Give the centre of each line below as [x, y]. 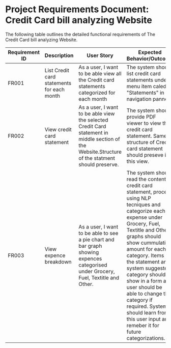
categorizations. [146, 338]
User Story [100, 55]
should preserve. [99, 164]
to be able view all [100, 73]
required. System [147, 306]
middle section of [99, 139]
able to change [144, 294]
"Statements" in [145, 93]
